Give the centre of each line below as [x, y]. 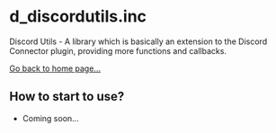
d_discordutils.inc [78, 17]
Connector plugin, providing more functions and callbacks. [118, 50]
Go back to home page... [55, 68]
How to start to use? [67, 97]
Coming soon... [50, 118]
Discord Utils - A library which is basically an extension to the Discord [138, 41]
